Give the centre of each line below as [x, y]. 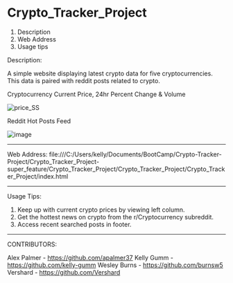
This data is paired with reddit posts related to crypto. [84, 80]
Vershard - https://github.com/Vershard [64, 272]
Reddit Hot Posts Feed [39, 121]
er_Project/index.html [38, 176]
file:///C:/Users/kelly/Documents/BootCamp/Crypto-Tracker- [135, 154]
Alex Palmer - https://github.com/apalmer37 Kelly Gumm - [90, 257]
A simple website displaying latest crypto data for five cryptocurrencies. [110, 73]
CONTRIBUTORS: [32, 244]
